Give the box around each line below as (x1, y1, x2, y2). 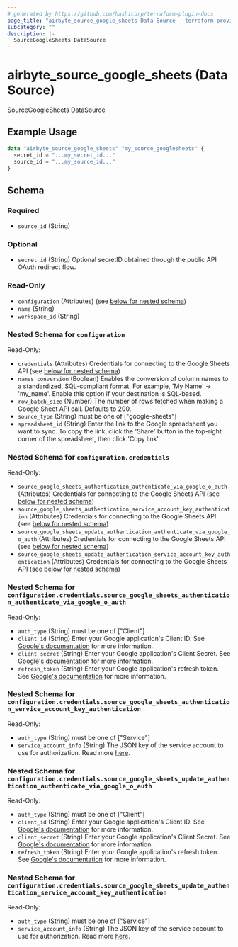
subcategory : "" (7, 23, 55, 30)
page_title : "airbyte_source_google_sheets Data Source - (7, 17, 182, 24)
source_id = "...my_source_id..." (13, 158, 115, 165)
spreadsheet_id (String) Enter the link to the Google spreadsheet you (17, 419, 218, 428)
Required (7, 205, 40, 215)
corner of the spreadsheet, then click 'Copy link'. (17, 434, 161, 443)
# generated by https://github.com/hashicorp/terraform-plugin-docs (7, 10, 214, 18)
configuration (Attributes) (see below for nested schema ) (17, 297, 186, 305)
